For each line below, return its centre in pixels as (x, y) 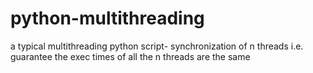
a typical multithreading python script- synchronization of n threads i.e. (157, 46)
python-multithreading (107, 18)
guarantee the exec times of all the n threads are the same (130, 56)
